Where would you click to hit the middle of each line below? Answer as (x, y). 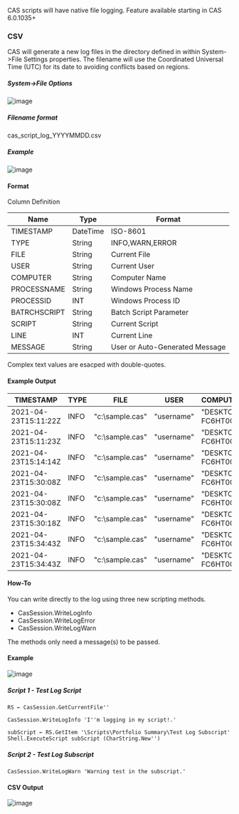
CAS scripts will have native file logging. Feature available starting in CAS (115, 10)
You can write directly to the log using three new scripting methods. (107, 599)
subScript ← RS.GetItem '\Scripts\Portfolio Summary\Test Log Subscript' (119, 732)
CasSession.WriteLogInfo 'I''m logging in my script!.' (92, 720)
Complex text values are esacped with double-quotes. (87, 365)
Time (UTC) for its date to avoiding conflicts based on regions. (99, 67)
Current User (133, 266)
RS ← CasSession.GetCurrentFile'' (59, 707)
